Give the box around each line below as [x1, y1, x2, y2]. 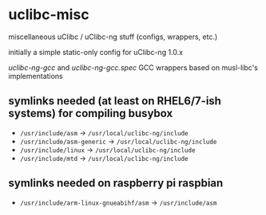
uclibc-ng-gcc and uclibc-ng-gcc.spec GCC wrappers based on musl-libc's [8, 62, 258, 72]
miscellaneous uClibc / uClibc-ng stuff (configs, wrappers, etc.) [8, 32, 218, 41]
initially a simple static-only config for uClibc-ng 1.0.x [8, 47, 184, 57]
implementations [8, 71, 64, 80]
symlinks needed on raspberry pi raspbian [8, 177, 224, 190]
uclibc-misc [8, 6, 89, 24]
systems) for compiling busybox [8, 107, 173, 120]
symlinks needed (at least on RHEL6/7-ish [8, 94, 222, 108]
